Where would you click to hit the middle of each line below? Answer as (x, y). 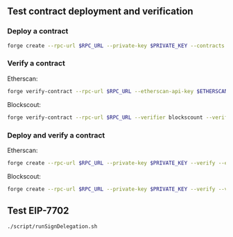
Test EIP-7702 (38, 211)
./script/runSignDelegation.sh (52, 227)
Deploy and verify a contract (56, 135)
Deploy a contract (38, 31)
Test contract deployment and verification (100, 11)
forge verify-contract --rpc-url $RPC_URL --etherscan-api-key (101, 91)
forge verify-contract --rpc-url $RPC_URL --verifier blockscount (105, 117)
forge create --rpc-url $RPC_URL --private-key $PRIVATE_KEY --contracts (116, 46)
